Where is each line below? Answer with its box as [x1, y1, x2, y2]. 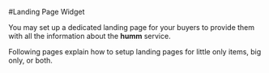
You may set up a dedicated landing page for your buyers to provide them [8, 23, 255, 32]
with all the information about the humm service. [8, 32, 172, 41]
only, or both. [8, 56, 53, 65]
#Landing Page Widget [8, 7, 85, 16]
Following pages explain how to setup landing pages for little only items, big [8, 47, 262, 56]
